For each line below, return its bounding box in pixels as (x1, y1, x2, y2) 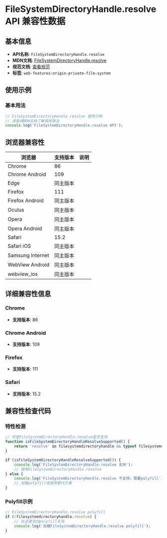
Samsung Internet (7, 252, 50, 259)
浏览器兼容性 (5, 138, 45, 147)
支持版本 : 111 (12, 366, 38, 372)
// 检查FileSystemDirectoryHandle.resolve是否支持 (5, 435, 108, 440)
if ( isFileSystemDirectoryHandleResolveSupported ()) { (5, 457, 121, 462)
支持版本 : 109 (12, 342, 40, 348)
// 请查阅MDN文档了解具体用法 (5, 118, 60, 123)
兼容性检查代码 (5, 407, 51, 415)
